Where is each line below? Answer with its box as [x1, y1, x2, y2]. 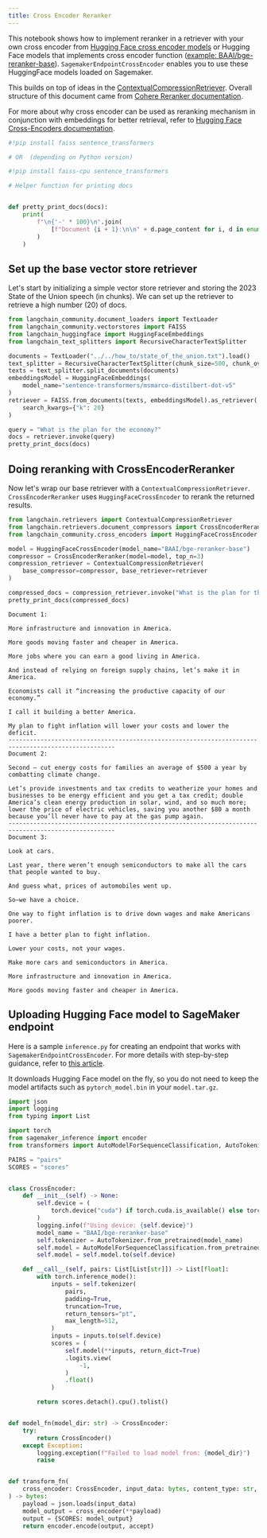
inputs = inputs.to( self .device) [50, 1332, 161, 1340]
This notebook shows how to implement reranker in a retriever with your [8, 33, 244, 43]
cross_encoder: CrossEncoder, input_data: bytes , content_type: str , [22, 1485, 258, 1493]
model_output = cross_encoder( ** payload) [22, 1507, 161, 1515]
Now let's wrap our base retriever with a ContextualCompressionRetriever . [8, 484, 250, 493]
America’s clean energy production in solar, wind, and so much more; [8, 798, 247, 806]
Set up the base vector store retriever [8, 262, 197, 275]
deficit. [8, 728, 37, 736]
